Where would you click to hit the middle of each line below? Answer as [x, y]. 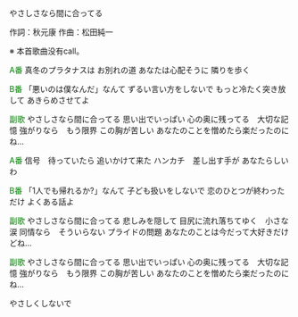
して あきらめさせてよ [50, 100]
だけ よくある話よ [41, 202]
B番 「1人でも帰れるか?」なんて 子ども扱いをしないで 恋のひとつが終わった [147, 191]
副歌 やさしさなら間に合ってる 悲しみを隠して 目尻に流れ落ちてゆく [133, 221]
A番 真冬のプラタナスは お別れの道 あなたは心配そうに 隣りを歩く [130, 70]
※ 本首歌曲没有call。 [47, 51]
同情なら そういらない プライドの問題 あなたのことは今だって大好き [146, 232]
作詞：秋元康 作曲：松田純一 [61, 32]
